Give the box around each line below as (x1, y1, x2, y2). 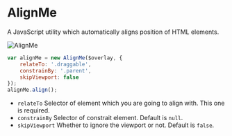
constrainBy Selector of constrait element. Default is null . (17, 114, 183, 122)
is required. (17, 106, 50, 115)
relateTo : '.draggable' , (19, 61, 92, 68)
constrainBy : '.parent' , (19, 67, 92, 74)
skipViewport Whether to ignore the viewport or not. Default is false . (17, 121, 215, 129)
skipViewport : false (19, 74, 79, 81)
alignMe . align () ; (7, 86, 58, 94)
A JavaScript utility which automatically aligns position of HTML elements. (7, 28, 219, 36)
